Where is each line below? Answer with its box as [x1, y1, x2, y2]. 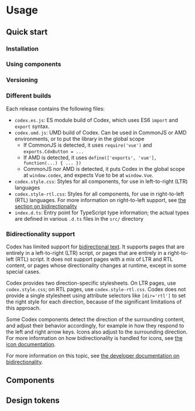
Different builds [6, 92, 52, 100]
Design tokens [6, 395, 60, 405]
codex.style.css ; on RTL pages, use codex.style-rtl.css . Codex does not [6, 285, 186, 292]
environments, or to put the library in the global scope [14, 135, 145, 142]
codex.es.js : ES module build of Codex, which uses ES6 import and [14, 116, 179, 123]
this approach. [6, 304, 41, 311]
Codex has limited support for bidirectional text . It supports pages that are [6, 243, 184, 250]
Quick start [6, 27, 48, 37]
